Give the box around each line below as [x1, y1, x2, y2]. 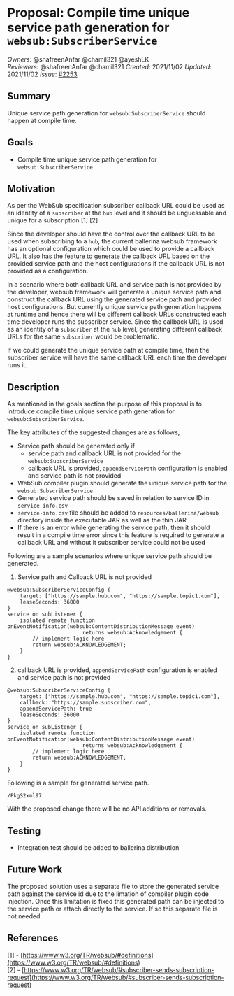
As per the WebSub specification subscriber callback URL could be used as [7, 201, 225, 210]
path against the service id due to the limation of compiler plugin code [7, 890, 210, 898]
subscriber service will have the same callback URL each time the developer [7, 353, 227, 362]
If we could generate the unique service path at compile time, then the [7, 346, 210, 355]
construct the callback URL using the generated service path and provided [7, 295, 222, 304]
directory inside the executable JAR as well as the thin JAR [17, 516, 187, 525]
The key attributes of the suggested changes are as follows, [7, 428, 180, 436]
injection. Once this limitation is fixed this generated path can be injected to [7, 897, 224, 905]
